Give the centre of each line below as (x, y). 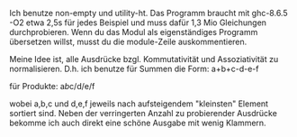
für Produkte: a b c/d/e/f (52, 86)
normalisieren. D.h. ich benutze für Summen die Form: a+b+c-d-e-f (134, 68)
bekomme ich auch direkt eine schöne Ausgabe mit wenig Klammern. (138, 123)
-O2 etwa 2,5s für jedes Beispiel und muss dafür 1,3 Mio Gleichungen (138, 23)
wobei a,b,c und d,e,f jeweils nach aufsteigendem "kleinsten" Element (139, 104)
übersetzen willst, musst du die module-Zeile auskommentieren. (128, 41)
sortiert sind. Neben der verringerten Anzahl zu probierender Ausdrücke (143, 113)
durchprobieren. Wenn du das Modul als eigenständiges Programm (134, 32)
